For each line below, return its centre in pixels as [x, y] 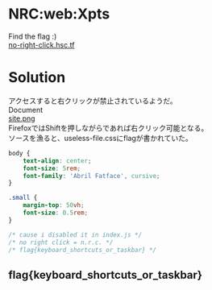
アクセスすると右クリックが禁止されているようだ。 [93, 101]
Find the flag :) [33, 36]
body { [19, 153]
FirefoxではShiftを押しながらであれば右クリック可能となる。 [108, 128]
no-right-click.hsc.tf [42, 44]
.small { [23, 198]
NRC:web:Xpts [59, 14]
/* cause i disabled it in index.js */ [75, 234]
